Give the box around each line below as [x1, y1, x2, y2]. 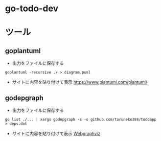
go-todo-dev [5, 3, 59, 14]
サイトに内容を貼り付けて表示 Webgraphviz [12, 131, 100, 136]
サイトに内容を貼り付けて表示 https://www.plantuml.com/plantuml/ [12, 79, 148, 85]
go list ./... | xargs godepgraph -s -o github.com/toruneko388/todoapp [5, 117, 157, 122]
